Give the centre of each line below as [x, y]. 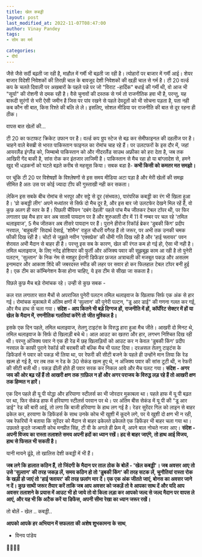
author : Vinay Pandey [33, 29]
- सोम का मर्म [20, 40]
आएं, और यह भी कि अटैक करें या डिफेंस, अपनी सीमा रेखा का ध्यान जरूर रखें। [78, 499]
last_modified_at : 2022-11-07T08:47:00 [56, 23]
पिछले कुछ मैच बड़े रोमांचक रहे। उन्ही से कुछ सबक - [56, 283]
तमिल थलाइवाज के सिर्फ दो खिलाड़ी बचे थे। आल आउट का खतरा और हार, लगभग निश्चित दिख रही [99, 334]
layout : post [23, 17]
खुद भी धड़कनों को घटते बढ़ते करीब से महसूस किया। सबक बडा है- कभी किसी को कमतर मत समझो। [101, 165]
